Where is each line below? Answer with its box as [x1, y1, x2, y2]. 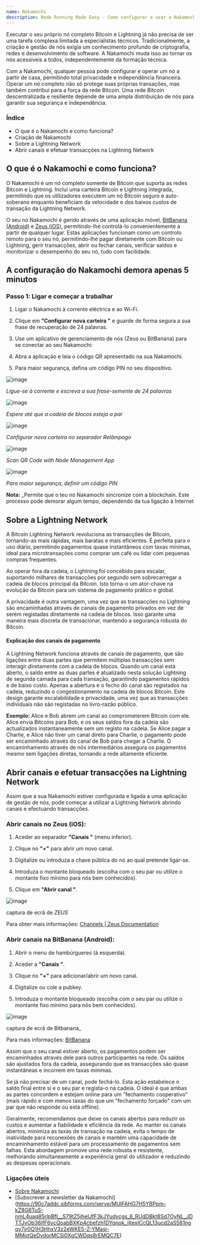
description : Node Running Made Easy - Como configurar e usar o [6, 14, 171, 20]
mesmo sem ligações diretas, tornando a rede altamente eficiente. [6, 750, 169, 758]
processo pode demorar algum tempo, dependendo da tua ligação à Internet [6, 498, 194, 505]
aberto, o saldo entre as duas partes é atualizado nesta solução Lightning [6, 669, 186, 676]
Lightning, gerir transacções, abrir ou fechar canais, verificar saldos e [6, 242, 177, 249]
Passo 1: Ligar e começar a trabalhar [6, 292, 113, 301]
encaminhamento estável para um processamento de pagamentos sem [6, 1140, 180, 1147]
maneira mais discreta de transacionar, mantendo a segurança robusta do [6, 617, 187, 624]
